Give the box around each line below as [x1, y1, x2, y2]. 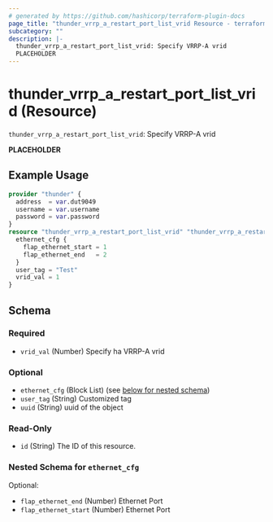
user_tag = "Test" [15, 265, 79, 274]
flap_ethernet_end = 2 [23, 250, 107, 259]
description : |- [8, 34, 63, 43]
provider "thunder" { [8, 190, 82, 198]
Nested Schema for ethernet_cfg [8, 462, 140, 473]
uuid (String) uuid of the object [19, 402, 123, 412]
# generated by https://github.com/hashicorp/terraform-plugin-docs [8, 11, 245, 20]
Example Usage [8, 169, 89, 182]
